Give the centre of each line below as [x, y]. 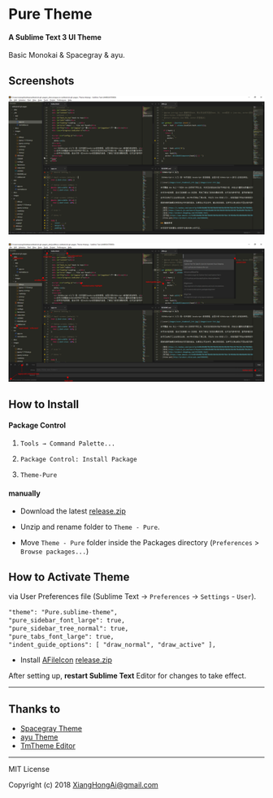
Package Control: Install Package [78, 460]
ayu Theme [39, 737]
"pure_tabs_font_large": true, [61, 637]
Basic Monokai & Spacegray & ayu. [67, 55]
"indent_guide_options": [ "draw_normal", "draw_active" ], [113, 645]
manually [24, 493]
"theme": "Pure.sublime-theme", [63, 613]
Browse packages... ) [54, 551]
